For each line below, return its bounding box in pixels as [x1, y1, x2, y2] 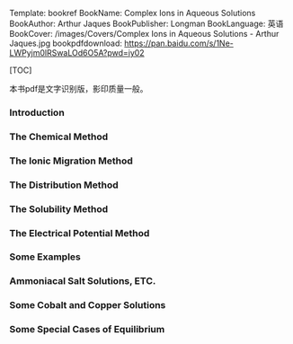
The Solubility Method [9, 202, 109, 215]
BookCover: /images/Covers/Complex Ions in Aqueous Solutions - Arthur [9, 29, 280, 39]
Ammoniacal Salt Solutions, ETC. [9, 275, 156, 287]
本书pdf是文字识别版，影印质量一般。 [9, 84, 148, 93]
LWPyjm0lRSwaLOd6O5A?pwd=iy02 [9, 48, 146, 57]
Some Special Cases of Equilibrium [9, 323, 165, 336]
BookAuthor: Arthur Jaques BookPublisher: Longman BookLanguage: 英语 [9, 18, 284, 29]
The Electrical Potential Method [9, 226, 150, 239]
